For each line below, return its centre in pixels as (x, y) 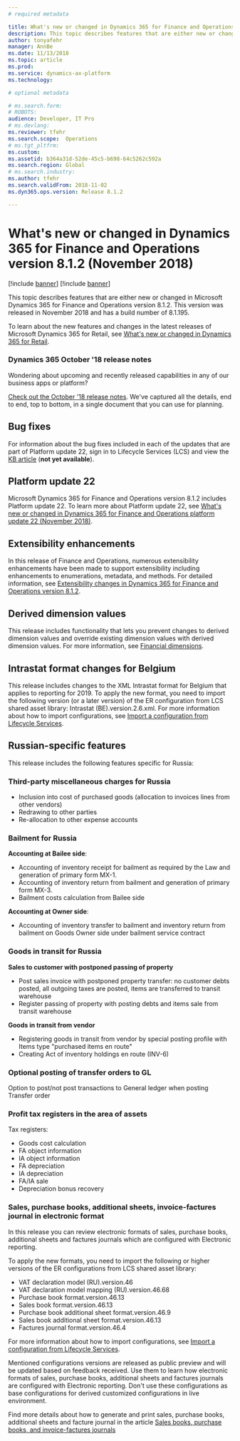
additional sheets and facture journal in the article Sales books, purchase (115, 1422)
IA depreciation (41, 1174)
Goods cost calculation (52, 1143)
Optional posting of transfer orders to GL (80, 1072)
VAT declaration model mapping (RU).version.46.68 (94, 1289)
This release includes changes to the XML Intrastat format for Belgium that (118, 685)
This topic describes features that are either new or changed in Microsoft (115, 297)
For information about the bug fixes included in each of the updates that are (119, 443)
